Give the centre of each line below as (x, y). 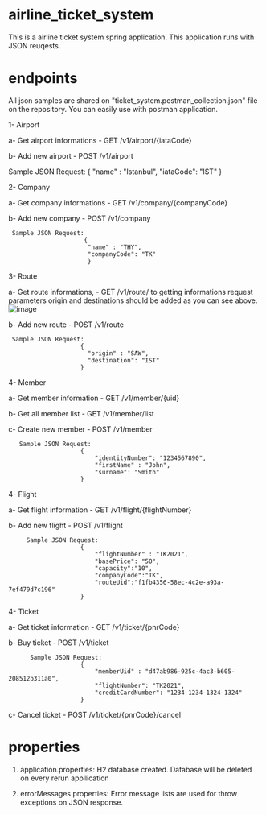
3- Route (23, 276)
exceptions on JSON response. (71, 802)
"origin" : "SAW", (118, 353)
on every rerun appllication (65, 778)
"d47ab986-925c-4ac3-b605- (190, 671)
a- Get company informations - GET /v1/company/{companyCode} (118, 202)
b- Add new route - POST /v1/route (66, 325)
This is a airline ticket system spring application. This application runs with (131, 37)
